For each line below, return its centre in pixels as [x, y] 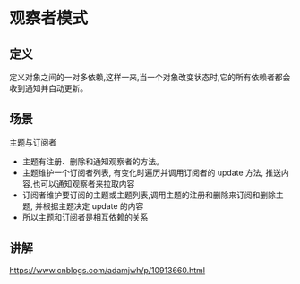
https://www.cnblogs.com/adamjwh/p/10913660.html [107, 270]
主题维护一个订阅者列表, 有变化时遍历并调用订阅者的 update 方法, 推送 [152, 172]
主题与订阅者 [33, 142]
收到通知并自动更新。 [48, 88]
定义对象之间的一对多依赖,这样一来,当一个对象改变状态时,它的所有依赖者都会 [150, 77]
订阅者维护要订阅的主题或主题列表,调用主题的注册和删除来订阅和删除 [149, 195]
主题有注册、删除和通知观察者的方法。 [93, 161]
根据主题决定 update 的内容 [93, 205]
